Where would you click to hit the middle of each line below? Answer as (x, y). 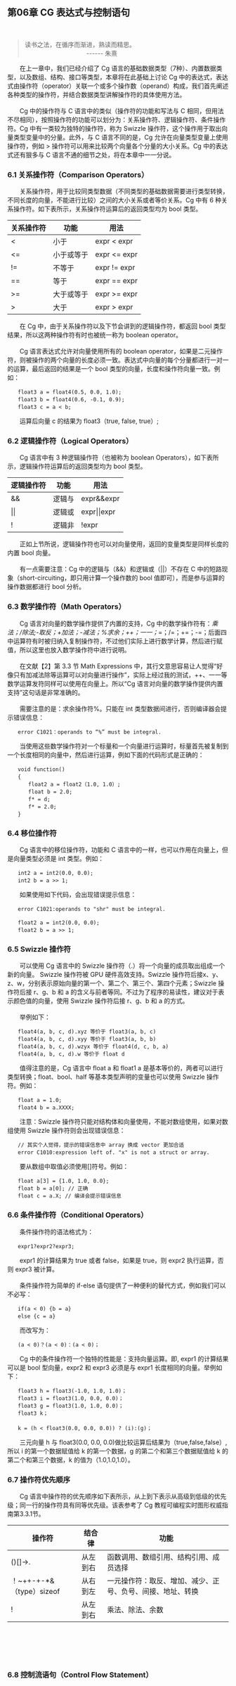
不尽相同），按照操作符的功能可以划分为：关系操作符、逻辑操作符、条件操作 (117, 119)
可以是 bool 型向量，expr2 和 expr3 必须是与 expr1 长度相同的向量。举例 (112, 1367)
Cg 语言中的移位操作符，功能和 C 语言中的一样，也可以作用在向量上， (121, 850)
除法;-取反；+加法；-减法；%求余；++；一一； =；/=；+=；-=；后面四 (124, 632)
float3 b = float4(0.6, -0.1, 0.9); (71, 400)
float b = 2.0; (50, 792)
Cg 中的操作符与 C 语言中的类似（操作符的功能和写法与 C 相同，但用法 (122, 110)
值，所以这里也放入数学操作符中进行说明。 (69, 649)
